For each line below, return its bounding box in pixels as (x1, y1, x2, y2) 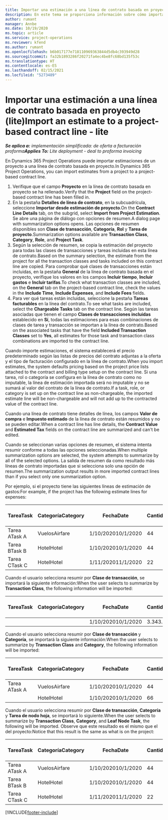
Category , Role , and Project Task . (12, 237, 84, 243)
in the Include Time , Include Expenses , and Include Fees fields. (12, 290, 145, 296)
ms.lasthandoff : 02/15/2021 (5, 68, 64, 73)
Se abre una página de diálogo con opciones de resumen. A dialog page (12, 215, 160, 221)
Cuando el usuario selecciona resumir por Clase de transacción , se (5, 574, 145, 580)
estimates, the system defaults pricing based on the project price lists (5, 363, 149, 369)
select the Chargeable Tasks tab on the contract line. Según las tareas (12, 306, 158, 312)
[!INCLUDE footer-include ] (5, 809, 58, 815)
